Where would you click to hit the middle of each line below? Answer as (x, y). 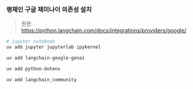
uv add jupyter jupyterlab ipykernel (54, 47)
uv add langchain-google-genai (46, 58)
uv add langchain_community (42, 79)
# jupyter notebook (31, 41)
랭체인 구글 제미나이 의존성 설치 (49, 9)
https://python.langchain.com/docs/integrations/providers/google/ (104, 31)
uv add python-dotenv (33, 69)
